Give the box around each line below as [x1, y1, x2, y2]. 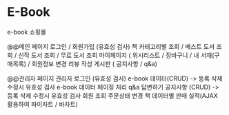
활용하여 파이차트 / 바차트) [7, 100, 78, 108]
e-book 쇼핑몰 [7, 28, 47, 36]
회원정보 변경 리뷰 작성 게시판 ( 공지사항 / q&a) [31, 59, 157, 67]
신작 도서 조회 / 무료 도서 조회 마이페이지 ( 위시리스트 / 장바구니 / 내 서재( [18, 51, 215, 59]
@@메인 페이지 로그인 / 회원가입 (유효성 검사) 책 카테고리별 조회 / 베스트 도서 [7, 42, 215, 50]
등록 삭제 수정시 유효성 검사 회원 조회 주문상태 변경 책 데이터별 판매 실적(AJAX [7, 91, 219, 100]
